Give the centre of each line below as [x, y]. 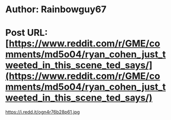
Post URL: [26, 33]
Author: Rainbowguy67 [56, 9]
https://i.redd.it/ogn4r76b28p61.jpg [43, 112]
